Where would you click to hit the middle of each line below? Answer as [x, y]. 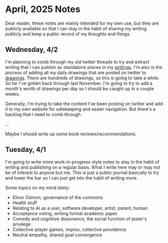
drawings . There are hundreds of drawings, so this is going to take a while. [82, 78]
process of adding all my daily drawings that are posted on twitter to [76, 72]
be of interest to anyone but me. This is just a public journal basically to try [82, 173]
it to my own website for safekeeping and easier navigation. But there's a [80, 109]
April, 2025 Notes [43, 9]
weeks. [13, 94]
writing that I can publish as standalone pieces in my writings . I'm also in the [84, 67]
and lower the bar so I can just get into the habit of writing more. [71, 178]
